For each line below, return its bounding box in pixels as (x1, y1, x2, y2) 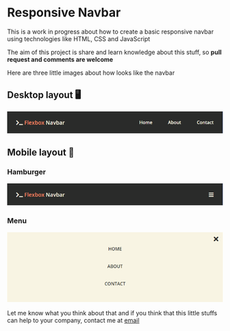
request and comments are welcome (7, 55, 114, 63)
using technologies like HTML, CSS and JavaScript (7, 34, 151, 42)
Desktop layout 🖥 (7, 89, 81, 101)
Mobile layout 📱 (7, 147, 75, 158)
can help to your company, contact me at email (7, 316, 140, 324)
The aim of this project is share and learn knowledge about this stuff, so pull (7, 48, 222, 56)
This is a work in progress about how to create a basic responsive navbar (7, 27, 214, 36)
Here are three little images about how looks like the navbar (7, 69, 175, 77)
